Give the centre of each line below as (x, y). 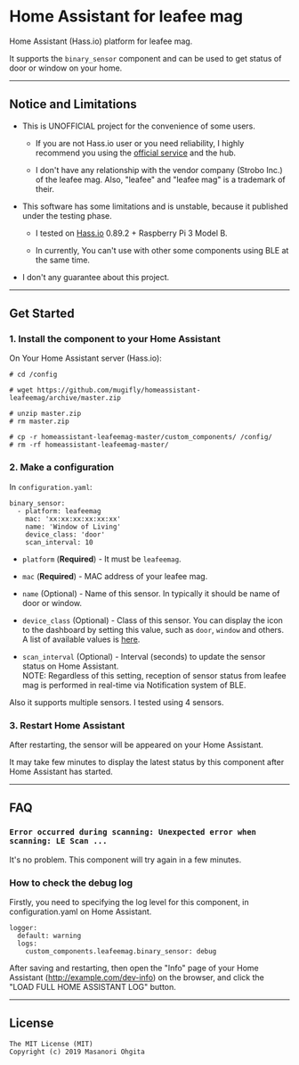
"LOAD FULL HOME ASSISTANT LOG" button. (93, 987)
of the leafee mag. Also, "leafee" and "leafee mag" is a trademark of (161, 179)
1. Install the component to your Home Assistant (115, 339)
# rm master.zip (39, 421)
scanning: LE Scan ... (58, 841)
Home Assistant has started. (61, 772)
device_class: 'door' (65, 534)
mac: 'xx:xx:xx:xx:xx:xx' (73, 519)
